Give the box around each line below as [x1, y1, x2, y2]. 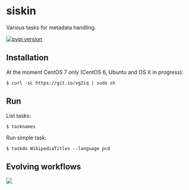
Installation [6, 52, 49, 63]
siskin [6, 4, 37, 18]
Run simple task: [6, 134, 47, 141]
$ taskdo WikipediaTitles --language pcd [6, 145, 111, 151]
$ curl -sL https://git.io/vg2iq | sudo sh [6, 80, 116, 86]
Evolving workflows [6, 161, 81, 172]
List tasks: [6, 112, 31, 119]
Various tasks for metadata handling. [6, 24, 96, 31]
